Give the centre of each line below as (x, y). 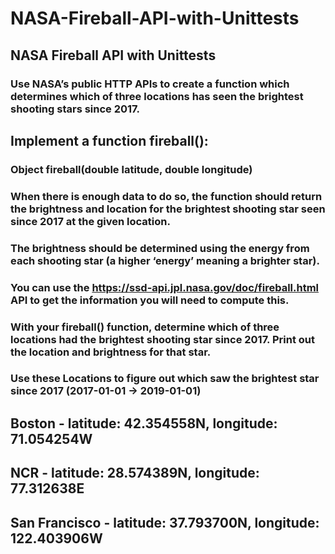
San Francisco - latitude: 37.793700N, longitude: (165, 522)
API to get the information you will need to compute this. (150, 300)
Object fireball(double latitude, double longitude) (131, 169)
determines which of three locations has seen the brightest (157, 96)
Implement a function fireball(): (109, 140)
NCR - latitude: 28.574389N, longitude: (135, 473)
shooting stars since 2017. (75, 109)
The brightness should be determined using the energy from (160, 248)
